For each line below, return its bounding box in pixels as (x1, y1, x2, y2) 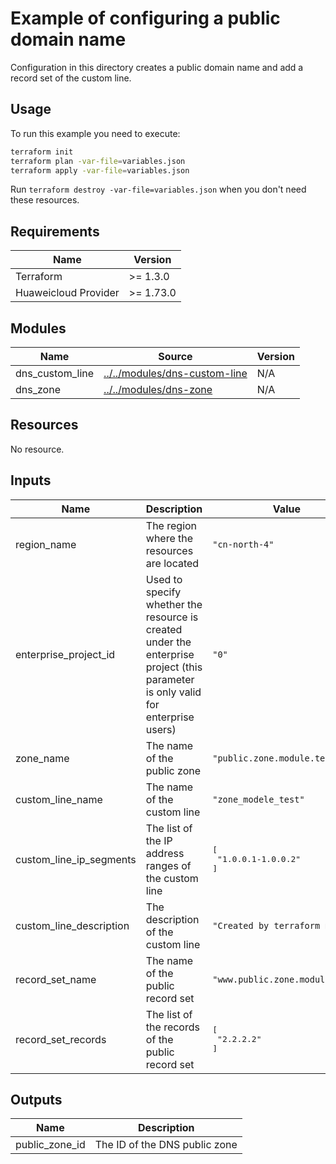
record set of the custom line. (10, 72, 132, 84)
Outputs (10, 1092, 63, 1109)
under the (145, 635, 192, 649)
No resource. (10, 443, 65, 455)
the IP (145, 833, 173, 847)
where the (145, 531, 194, 545)
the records (145, 1020, 200, 1034)
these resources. (10, 194, 80, 206)
